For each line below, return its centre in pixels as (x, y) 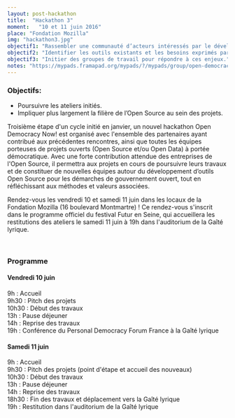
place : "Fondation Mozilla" (48, 33)
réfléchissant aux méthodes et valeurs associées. (79, 186)
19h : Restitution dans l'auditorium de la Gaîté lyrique (83, 407)
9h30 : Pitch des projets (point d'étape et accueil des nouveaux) (100, 370)
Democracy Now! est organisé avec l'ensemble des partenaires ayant (107, 134)
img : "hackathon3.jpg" (40, 40)
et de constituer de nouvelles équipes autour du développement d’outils (111, 171)
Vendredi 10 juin (31, 278)
